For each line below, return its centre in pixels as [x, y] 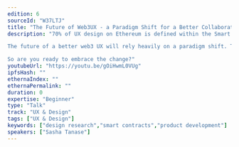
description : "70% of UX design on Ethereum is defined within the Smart [119, 34]
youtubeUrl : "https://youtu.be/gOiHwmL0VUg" [74, 66]
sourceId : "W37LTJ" [36, 21]
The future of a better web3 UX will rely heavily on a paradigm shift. [117, 47]
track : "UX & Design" [39, 112]
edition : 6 [23, 14]
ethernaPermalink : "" [39, 86]
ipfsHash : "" [27, 72]
